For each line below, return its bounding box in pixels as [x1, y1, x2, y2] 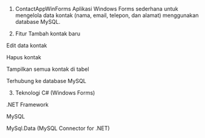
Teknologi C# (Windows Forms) [15, 89, 95, 96]
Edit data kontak [6, 42, 48, 49]
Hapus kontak [6, 54, 42, 60]
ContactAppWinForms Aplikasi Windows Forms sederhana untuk [15, 5, 179, 12]
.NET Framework [6, 101, 49, 108]
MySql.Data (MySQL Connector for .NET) [6, 125, 110, 132]
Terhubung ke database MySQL [6, 78, 87, 84]
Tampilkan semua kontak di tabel [6, 65, 89, 73]
